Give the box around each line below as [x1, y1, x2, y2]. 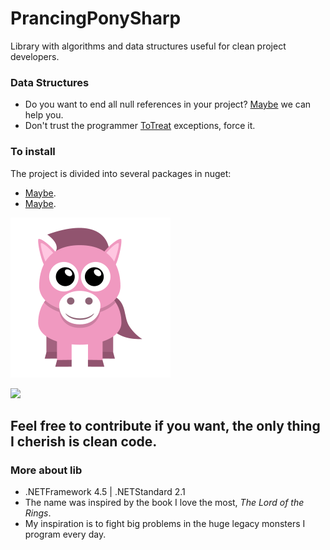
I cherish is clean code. [10, 433, 158, 450]
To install [10, 145, 56, 159]
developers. [10, 50, 60, 62]
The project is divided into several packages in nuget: [10, 167, 232, 179]
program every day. [24, 528, 107, 541]
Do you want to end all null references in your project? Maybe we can [24, 98, 312, 111]
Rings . [24, 507, 52, 519]
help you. [24, 109, 64, 121]
